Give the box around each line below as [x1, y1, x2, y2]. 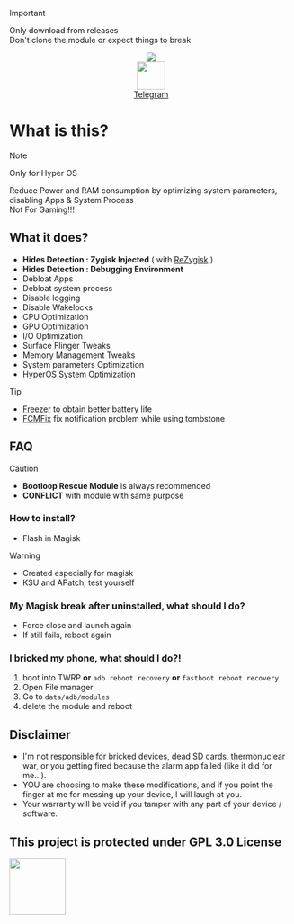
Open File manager [22, 682, 94, 693]
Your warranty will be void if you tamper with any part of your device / [22, 799, 282, 810]
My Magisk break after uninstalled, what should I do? [9, 600, 245, 612]
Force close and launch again [22, 620, 132, 631]
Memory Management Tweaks [22, 350, 136, 360]
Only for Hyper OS [9, 167, 78, 178]
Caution [9, 463, 39, 474]
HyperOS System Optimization [22, 369, 136, 379]
